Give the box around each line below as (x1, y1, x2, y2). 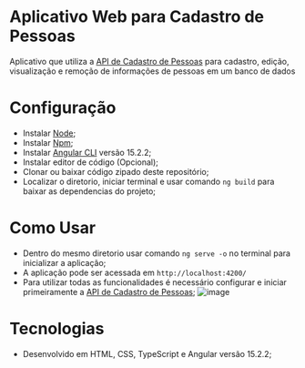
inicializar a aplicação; (22, 257, 107, 268)
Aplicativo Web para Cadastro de (9, 6, 265, 27)
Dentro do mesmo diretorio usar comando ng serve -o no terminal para (22, 248, 291, 259)
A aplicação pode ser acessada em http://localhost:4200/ (22, 267, 248, 278)
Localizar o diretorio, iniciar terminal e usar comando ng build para (22, 176, 275, 187)
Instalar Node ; (22, 128, 76, 138)
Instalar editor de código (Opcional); (22, 157, 159, 168)
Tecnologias (9, 319, 105, 339)
